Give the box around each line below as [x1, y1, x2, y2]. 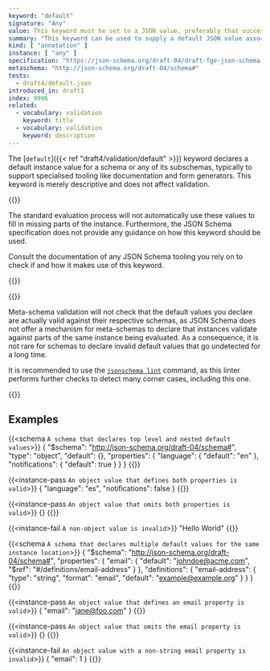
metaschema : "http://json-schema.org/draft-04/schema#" [8, 64, 199, 72]
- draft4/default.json [15, 79, 92, 87]
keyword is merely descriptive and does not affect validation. [8, 179, 211, 189]
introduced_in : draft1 [8, 86, 84, 95]
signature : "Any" [8, 19, 67, 27]
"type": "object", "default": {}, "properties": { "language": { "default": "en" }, [8, 451, 260, 461]
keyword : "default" [8, 11, 74, 20]
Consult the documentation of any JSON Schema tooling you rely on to [8, 251, 243, 261]
